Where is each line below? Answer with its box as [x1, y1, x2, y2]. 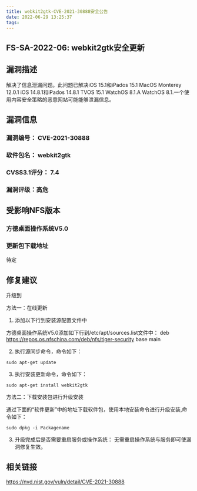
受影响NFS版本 [6, 206, 61, 216]
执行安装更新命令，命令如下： [14, 371, 87, 378]
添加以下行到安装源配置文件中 [14, 317, 87, 324]
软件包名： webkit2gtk [6, 151, 71, 159]
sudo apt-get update [6, 359, 57, 366]
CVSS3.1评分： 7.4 [6, 168, 59, 176]
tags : [6, 19, 19, 25]
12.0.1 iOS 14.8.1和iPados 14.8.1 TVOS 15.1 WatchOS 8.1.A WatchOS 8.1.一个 [6, 89, 184, 96]
